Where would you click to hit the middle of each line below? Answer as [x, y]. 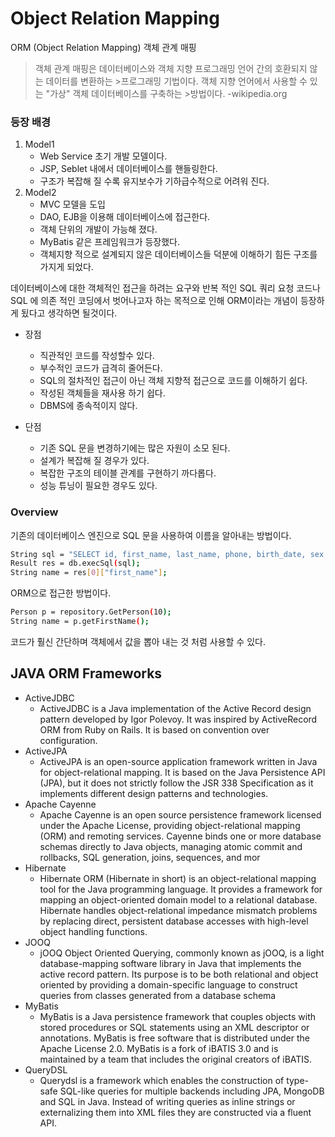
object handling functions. [93, 931]
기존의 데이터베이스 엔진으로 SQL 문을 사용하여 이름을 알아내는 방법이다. [151, 535]
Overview [34, 512]
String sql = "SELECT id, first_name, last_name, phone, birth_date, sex [167, 554]
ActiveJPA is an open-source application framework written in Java [178, 761]
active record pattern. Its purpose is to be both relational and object [179, 974]
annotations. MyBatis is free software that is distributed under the [174, 1038]
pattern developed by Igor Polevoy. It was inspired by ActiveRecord [178, 719]
